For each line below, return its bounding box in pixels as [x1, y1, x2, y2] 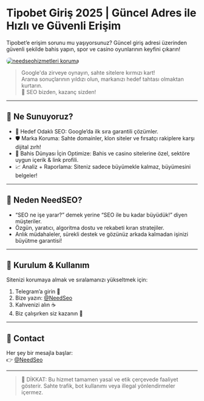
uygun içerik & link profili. [15, 156, 79, 163]
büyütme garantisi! [15, 237, 63, 244]
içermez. [21, 389, 44, 396]
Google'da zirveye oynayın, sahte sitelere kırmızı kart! [21, 69, 155, 76]
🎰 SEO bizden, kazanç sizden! [21, 88, 97, 95]
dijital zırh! [15, 143, 41, 150]
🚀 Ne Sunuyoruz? [6, 112, 73, 122]
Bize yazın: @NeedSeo [15, 294, 73, 302]
